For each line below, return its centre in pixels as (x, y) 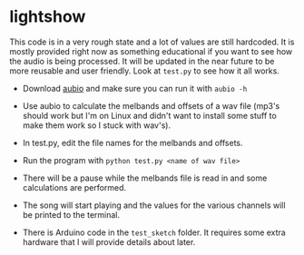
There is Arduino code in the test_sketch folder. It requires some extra (154, 232)
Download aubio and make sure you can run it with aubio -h (135, 88)
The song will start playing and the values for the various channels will (154, 205)
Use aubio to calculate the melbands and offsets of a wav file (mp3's (151, 105)
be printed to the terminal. (71, 214)
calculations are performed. (74, 187)
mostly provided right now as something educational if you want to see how (151, 51)
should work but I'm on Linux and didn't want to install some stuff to (149, 115)
